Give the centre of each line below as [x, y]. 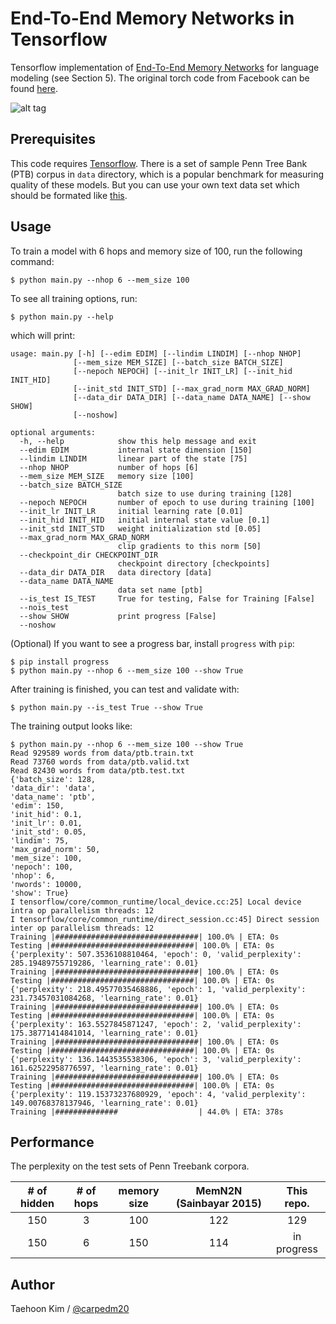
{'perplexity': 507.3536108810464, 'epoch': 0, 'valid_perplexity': [156, 954]
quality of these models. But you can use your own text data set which [155, 184]
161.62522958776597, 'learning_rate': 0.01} [104, 1068]
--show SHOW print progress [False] [118, 616]
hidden [37, 1204]
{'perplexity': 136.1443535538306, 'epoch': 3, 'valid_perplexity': [156, 1059]
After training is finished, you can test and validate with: [125, 689]
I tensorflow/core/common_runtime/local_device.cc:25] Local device [156, 902]
